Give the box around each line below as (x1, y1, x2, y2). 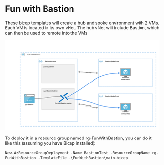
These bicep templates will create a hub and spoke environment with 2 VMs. (5, 20, 160, 26)
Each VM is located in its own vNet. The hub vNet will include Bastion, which (5, 25, 160, 30)
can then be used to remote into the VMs (5, 30, 88, 36)
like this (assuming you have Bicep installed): (5, 140, 96, 146)
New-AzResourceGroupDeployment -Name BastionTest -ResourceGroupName (5, 151, 150, 156)
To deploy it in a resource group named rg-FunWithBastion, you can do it (5, 135, 152, 141)
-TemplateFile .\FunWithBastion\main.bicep (38, 156, 128, 161)
